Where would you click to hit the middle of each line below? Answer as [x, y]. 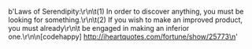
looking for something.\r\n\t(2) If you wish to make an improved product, [125, 20]
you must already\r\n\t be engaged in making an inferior [99, 28]
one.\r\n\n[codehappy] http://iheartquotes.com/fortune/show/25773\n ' [123, 36]
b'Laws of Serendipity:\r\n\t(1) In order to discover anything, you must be [126, 11]
